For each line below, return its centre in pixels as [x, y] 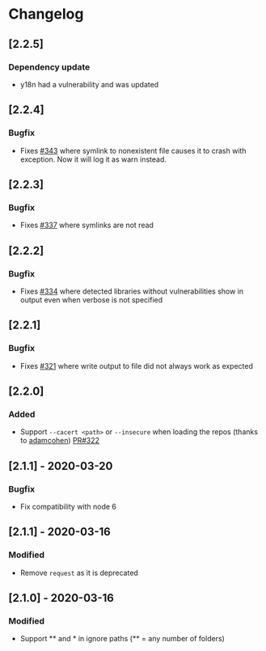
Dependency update [49, 67]
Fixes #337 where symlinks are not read [87, 225]
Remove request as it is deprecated [79, 573]
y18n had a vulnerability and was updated [89, 84]
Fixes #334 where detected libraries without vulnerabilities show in [132, 291]
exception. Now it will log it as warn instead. [93, 159]
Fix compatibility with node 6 [68, 507]
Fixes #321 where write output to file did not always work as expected [136, 366]
